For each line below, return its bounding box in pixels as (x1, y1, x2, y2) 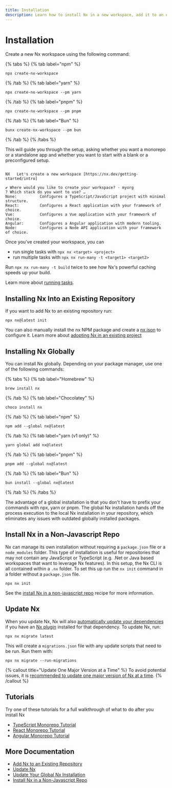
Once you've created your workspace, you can (5, 239, 104, 245)
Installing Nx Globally (5, 347, 75, 356)
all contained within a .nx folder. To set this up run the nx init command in (5, 565, 164, 572)
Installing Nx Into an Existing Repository (5, 294, 136, 303)
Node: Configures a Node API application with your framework (5, 226, 161, 231)
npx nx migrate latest (5, 633, 54, 639)
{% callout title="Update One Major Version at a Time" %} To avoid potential (5, 667, 166, 673)
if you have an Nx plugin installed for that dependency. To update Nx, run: (5, 624, 161, 630)
